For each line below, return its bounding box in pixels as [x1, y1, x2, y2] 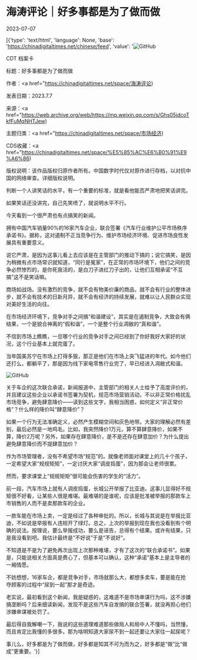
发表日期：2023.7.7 [6, 92, 53, 99]
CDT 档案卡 [6, 55, 34, 62]
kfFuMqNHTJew [6, 117, 46, 124]
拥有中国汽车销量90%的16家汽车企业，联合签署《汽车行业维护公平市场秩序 [6, 224, 188, 231]
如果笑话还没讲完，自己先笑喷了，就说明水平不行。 [6, 199, 130, 206]
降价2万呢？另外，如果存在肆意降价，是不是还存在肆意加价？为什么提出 [16, 432, 189, 440]
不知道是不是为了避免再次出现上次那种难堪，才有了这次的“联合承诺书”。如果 [6, 546, 191, 553]
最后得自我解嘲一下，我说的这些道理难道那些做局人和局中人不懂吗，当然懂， [6, 620, 191, 628]
